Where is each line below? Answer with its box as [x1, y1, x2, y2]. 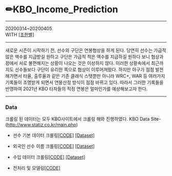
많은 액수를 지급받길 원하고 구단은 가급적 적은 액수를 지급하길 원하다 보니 [5, 53, 150, 60]
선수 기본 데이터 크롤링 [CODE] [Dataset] [12, 132, 95, 139]
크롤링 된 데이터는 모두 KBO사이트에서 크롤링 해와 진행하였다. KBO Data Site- [5, 116, 161, 122]
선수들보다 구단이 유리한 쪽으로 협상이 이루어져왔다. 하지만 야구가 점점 [14, 66, 155, 72]
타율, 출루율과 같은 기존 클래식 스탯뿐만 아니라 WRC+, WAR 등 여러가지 [23, 73, 165, 79]
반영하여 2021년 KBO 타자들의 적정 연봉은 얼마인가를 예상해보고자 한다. [5, 86, 148, 92]
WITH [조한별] [5, 31, 34, 37]
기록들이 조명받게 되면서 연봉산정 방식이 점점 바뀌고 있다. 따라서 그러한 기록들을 [5, 79, 164, 85]
